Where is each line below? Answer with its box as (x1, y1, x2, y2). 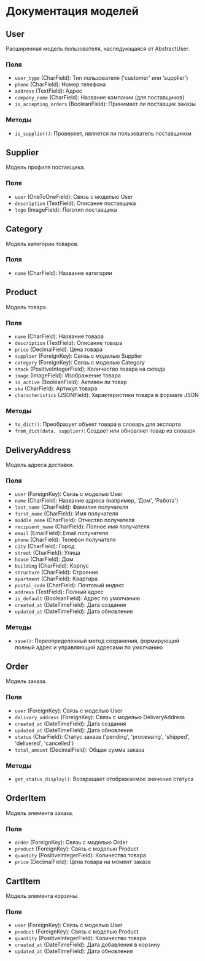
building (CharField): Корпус (14, 562, 90, 569)
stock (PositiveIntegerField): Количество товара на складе (14, 365, 166, 372)
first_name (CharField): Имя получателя (14, 510, 118, 517)
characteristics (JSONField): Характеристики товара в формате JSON (14, 391, 199, 398)
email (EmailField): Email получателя (14, 530, 109, 537)
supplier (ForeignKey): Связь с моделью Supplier (14, 352, 142, 360)
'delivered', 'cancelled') (14, 739, 74, 747)
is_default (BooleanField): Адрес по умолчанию (14, 595, 141, 602)
